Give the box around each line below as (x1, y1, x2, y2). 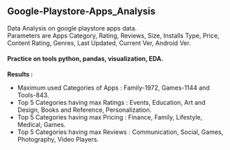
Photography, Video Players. (17, 135, 99, 144)
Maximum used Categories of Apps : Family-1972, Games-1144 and (17, 83, 210, 92)
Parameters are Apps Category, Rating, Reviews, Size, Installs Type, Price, (7, 31, 220, 40)
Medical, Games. (17, 121, 66, 129)
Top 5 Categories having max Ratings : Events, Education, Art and (17, 99, 206, 107)
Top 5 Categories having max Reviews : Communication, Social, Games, (17, 128, 224, 136)
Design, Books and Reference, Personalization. (17, 106, 152, 114)
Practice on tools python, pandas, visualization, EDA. (7, 55, 164, 63)
